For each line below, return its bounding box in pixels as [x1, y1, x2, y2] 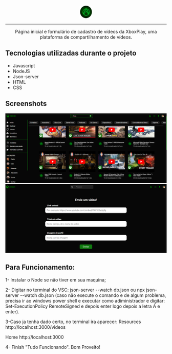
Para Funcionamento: [5, 263, 75, 272]
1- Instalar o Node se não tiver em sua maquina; [5, 276, 106, 283]
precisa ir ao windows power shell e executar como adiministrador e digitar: [5, 297, 165, 304]
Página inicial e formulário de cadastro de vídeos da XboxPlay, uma [15, 29, 157, 34]
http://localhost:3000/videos [5, 324, 66, 330]
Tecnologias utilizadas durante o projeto [5, 49, 137, 58]
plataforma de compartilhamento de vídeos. [40, 34, 132, 40]
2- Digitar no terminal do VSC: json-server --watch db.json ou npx [5, 287, 145, 293]
